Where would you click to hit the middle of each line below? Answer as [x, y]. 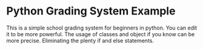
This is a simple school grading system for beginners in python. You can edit [102, 28]
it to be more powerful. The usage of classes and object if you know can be [101, 34]
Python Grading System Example [91, 11]
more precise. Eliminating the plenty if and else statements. [80, 40]
